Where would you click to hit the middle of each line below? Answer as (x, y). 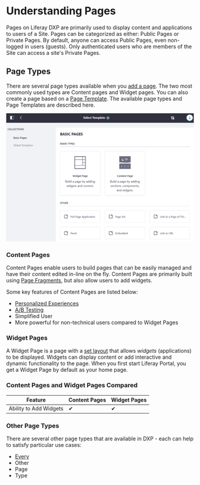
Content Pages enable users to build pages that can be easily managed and (99, 268)
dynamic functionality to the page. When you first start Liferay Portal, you (96, 363)
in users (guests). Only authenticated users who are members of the (108, 46)
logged (15, 46)
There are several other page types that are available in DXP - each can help (100, 439)
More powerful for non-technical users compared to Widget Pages (96, 322)
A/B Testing (29, 310)
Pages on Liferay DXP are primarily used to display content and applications (99, 27)
